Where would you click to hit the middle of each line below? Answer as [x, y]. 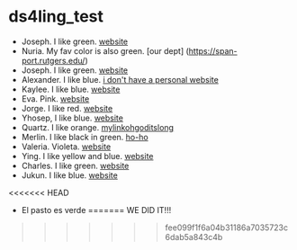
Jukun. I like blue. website [69, 175]
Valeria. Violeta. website [66, 147]
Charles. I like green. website [75, 165]
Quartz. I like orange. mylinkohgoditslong [98, 127]
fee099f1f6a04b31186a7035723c [227, 228]
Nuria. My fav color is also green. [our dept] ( [105, 50]
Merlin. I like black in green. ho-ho [85, 137]
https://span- [213, 50]
